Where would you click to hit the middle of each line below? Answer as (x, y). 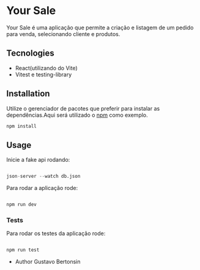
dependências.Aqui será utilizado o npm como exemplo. (77, 115)
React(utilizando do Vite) (46, 68)
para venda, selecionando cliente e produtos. (63, 34)
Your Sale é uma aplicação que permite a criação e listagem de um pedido (100, 27)
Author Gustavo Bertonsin (48, 262)
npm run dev (21, 205)
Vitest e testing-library (43, 75)
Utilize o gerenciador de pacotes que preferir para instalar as (83, 108)
